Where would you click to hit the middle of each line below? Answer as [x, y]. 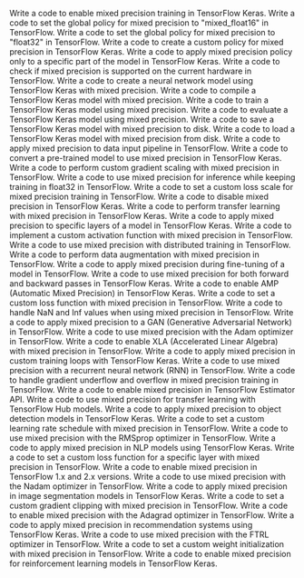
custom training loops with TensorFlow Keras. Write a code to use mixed [145, 361]
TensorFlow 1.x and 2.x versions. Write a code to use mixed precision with [147, 477]
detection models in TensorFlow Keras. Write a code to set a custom [137, 419]
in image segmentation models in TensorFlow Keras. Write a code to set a [147, 496]
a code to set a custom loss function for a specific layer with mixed [135, 457]
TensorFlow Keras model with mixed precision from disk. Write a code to [145, 139]
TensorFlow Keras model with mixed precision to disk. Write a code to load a [152, 129]
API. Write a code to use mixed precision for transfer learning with [132, 399]
